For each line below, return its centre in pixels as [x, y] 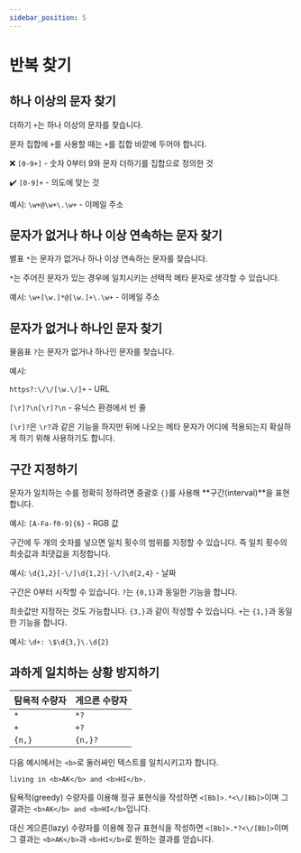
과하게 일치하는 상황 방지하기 [85, 673]
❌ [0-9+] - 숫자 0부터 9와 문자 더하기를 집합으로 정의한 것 [111, 162]
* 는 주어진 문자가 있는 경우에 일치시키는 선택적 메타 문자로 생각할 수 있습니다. [145, 278]
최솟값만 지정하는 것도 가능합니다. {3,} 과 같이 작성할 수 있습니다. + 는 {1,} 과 [143, 611]
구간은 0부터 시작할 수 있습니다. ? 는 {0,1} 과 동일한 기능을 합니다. [123, 592]
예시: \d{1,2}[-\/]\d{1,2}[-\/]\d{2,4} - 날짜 [93, 573]
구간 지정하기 [44, 469]
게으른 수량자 [101, 700]
